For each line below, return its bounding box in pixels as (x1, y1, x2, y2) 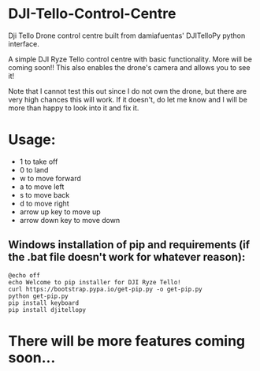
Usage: (8, 131, 57, 149)
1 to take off (19, 157, 58, 166)
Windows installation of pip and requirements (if (8, 238, 251, 252)
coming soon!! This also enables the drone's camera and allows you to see (8, 62, 251, 72)
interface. (8, 39, 39, 48)
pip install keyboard (8, 299, 80, 307)
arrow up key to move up (19, 206, 101, 217)
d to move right (19, 198, 69, 208)
